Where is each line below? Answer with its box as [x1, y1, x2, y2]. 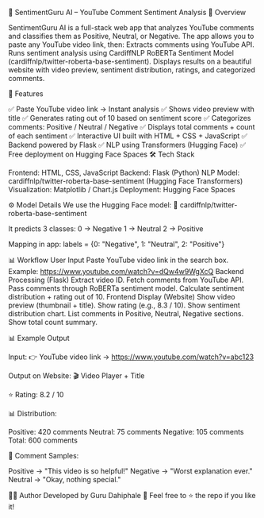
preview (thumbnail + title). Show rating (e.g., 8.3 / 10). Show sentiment [8, 300, 240, 310]
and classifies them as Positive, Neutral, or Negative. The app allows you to [8, 32, 254, 41]
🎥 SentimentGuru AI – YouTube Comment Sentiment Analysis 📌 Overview [8, 8, 247, 17]
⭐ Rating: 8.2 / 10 [8, 390, 64, 399]
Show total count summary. [8, 318, 98, 327]
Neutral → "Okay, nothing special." [8, 475, 121, 484]
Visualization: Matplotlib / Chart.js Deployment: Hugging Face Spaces [8, 185, 235, 194]
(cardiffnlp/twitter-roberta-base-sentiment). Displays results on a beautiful [8, 56, 252, 66]
